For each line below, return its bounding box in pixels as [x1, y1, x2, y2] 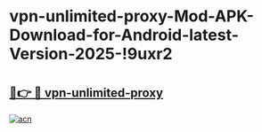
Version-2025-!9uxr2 [9, 44, 173, 64]
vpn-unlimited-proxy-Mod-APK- [9, 6, 254, 27]
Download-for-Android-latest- [9, 25, 239, 45]
